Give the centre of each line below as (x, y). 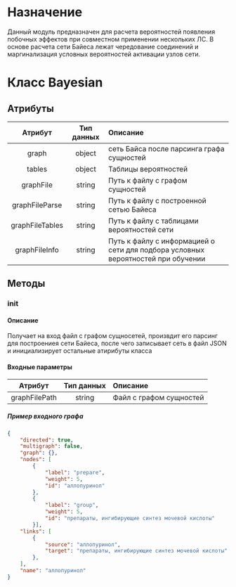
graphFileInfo (37, 250)
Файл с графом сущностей (158, 397)
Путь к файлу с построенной (157, 200)
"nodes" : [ (36, 460)
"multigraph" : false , (51, 446)
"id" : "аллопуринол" (75, 486)
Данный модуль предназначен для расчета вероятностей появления (111, 32)
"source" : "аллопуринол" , (83, 544)
